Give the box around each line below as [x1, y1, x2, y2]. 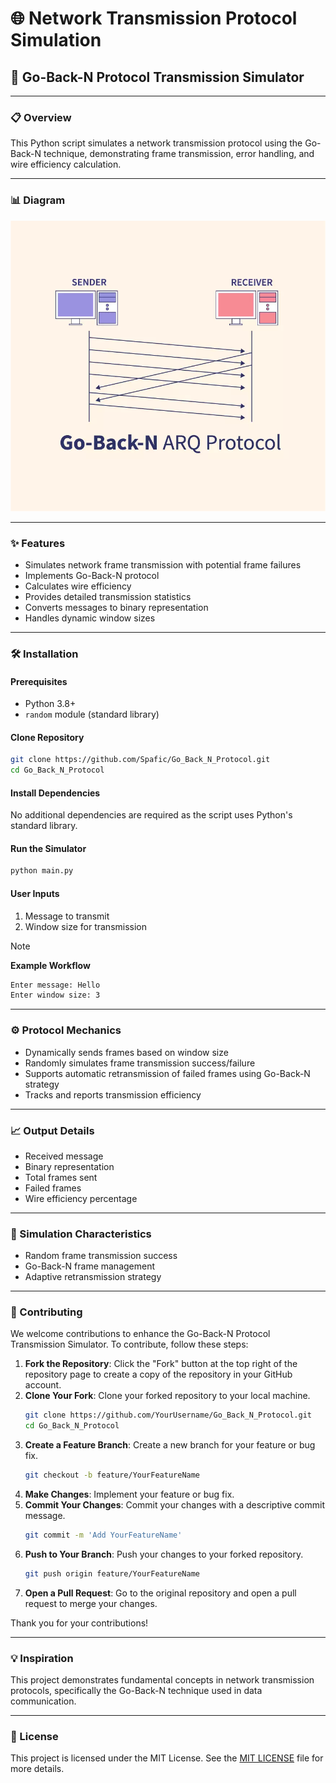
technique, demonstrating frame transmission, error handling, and [43, 148, 315, 160]
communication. [10, 1695, 77, 1707]
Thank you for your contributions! [10, 1617, 149, 1629]
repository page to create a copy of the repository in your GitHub [24, 1368, 293, 1381]
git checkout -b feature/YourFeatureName [24, 1470, 201, 1481]
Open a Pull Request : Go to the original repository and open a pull [24, 1587, 297, 1599]
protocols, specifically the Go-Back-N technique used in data [10, 1685, 263, 1697]
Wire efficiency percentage [24, 1192, 138, 1204]
